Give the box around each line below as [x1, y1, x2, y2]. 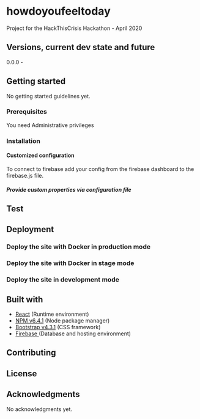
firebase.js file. [6, 172, 44, 179]
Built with [6, 294, 43, 305]
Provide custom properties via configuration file [6, 186, 131, 193]
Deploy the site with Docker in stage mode [6, 259, 135, 268]
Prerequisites [6, 107, 47, 116]
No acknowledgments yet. [6, 405, 72, 413]
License [6, 368, 37, 379]
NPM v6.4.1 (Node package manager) [15, 316, 110, 324]
